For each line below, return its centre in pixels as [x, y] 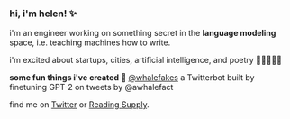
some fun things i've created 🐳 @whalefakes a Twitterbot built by [132, 78]
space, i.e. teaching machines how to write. [90, 42]
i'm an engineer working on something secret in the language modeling [143, 33]
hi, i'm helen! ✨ [43, 14]
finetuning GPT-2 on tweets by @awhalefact [91, 87]
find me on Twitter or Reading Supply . [80, 105]
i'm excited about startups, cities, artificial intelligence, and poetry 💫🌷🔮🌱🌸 [145, 60]
